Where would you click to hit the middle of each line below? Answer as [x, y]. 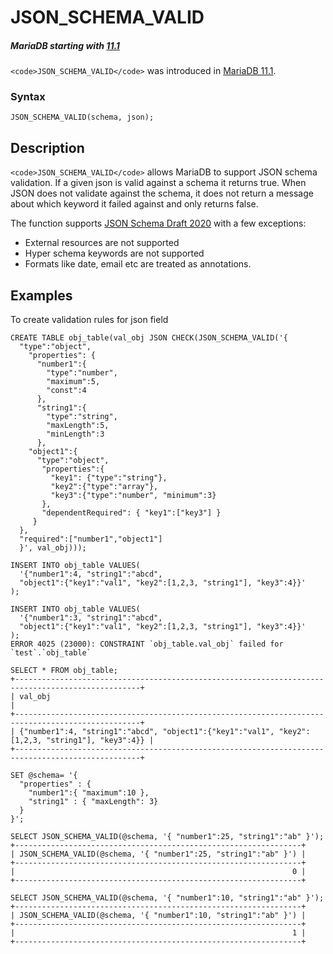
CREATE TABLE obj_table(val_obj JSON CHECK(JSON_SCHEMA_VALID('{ [149, 338]
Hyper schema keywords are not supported [114, 253]
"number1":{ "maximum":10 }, [89, 793]
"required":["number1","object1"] [91, 539]
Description [47, 147]
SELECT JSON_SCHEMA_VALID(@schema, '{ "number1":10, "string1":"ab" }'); [167, 898]
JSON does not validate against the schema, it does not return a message [162, 193]
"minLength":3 [75, 434]
